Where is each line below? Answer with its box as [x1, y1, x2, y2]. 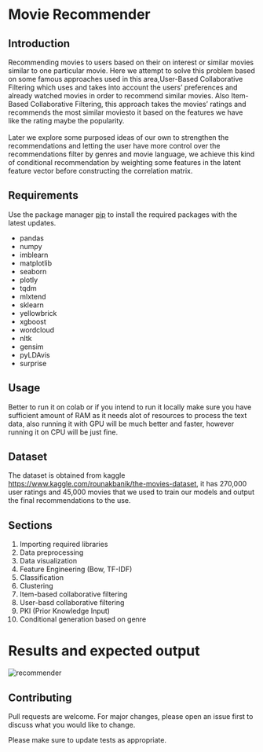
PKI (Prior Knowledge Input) [19, 607, 110, 616]
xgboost [19, 317, 47, 326]
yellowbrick [19, 308, 57, 317]
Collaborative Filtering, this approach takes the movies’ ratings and [30, 100, 247, 108]
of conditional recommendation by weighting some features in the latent [8, 158, 241, 167]
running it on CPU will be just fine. [8, 427, 119, 437]
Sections [8, 519, 53, 532]
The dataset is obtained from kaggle [8, 471, 126, 480]
